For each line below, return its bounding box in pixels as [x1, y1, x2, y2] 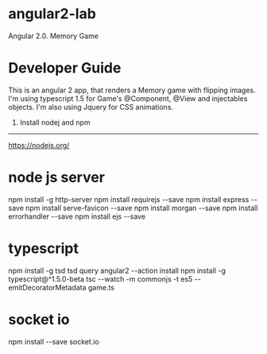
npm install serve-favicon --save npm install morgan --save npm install [25, 203, 258, 212]
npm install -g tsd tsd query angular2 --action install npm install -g [8, 266, 226, 275]
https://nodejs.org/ [8, 140, 70, 150]
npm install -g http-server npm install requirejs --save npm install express [8, 194, 250, 204]
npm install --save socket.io [8, 336, 99, 346]
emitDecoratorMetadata [8, 282, 87, 292]
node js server [8, 169, 106, 187]
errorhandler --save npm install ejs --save [8, 212, 145, 221]
